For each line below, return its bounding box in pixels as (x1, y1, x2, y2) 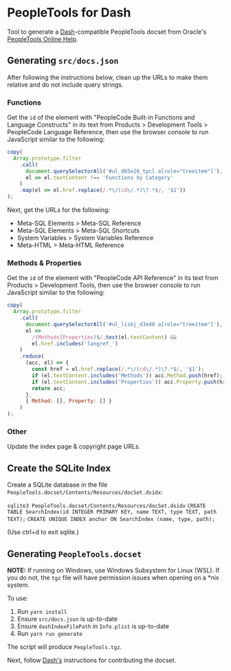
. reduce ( (19, 353, 45, 360)
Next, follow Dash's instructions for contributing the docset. (7, 656, 177, 665)
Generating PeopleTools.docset (7, 548, 142, 560)
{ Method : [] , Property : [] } (25, 398, 112, 405)
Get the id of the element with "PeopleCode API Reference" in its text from (7, 274, 219, 282)
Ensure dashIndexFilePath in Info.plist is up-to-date (16, 622, 170, 630)
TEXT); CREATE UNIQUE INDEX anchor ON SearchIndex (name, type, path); (7, 516, 215, 523)
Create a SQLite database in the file (7, 480, 108, 489)
